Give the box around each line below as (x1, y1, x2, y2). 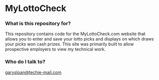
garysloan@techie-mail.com (5, 69, 62, 75)
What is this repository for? (5, 20, 71, 27)
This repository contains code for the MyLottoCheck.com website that (5, 31, 146, 37)
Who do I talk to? (5, 58, 46, 65)
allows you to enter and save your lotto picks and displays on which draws (5, 36, 154, 42)
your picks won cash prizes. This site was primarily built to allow (5, 41, 134, 47)
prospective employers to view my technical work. (5, 46, 106, 52)
